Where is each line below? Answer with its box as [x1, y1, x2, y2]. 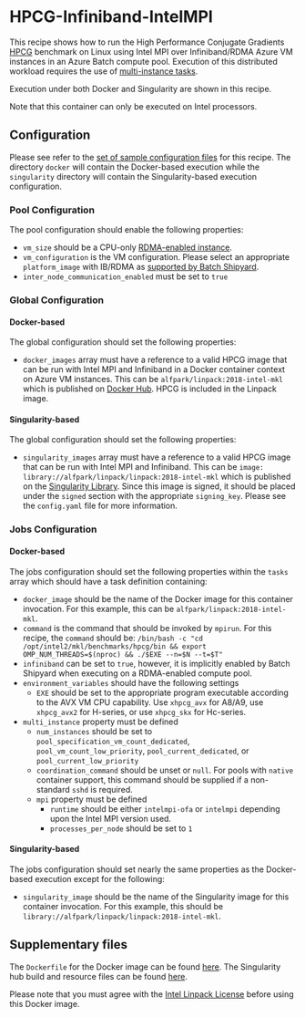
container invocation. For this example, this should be [22, 900, 224, 911]
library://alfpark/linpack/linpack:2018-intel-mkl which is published [22, 472, 291, 483]
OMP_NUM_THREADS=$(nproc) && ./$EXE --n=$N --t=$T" [22, 649, 223, 659]
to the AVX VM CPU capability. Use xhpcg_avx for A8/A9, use [36, 696, 264, 708]
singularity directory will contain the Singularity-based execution [9, 171, 258, 182]
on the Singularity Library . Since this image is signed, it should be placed [22, 481, 296, 492]
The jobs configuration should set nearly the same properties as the [9, 864, 264, 875]
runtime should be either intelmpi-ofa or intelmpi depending [49, 803, 280, 814]
